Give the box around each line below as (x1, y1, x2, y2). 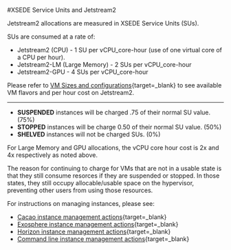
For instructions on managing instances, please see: (7, 200, 155, 207)
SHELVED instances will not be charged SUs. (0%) (16, 130, 161, 138)
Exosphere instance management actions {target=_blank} (16, 220, 179, 228)
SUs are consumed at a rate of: (7, 32, 96, 41)
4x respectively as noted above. (7, 151, 98, 159)
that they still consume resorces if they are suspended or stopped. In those (7, 171, 220, 180)
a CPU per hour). (16, 53, 65, 61)
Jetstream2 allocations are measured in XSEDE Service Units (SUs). (7, 19, 199, 27)
